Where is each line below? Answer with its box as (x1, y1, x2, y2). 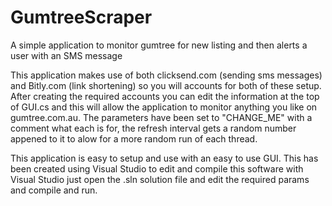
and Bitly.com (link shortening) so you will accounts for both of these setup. (10, 79, 322, 91)
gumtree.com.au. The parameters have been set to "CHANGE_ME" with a (10, 111, 313, 123)
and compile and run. (10, 184, 98, 196)
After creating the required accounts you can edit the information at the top (10, 90, 320, 102)
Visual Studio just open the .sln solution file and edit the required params (10, 173, 310, 185)
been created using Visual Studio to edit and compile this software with (10, 162, 304, 175)
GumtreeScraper (10, 6, 153, 29)
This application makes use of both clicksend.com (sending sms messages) (10, 69, 323, 81)
